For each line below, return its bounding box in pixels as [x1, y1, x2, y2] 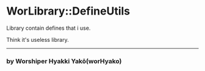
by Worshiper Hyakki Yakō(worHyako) [6, 56, 122, 65]
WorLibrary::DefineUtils [6, 4, 130, 18]
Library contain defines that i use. [6, 24, 91, 32]
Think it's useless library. [6, 36, 69, 43]
